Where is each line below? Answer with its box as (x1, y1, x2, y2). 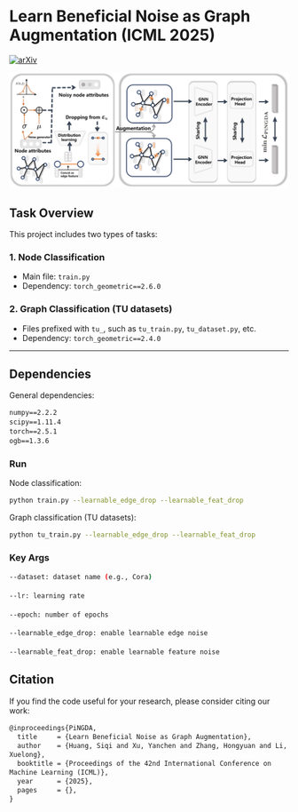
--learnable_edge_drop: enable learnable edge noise (9, 629, 208, 638)
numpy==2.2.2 (9, 409, 58, 418)
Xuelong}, (9, 750, 46, 759)
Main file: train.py (21, 271, 90, 282)
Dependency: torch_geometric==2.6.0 (21, 281, 161, 291)
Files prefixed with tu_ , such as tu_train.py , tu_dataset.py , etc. (21, 322, 257, 334)
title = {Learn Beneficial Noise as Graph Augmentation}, (17, 732, 252, 741)
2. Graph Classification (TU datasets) (9, 303, 173, 315)
